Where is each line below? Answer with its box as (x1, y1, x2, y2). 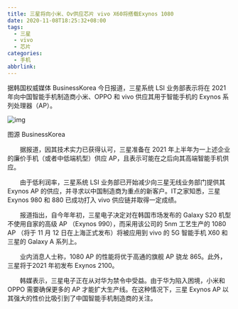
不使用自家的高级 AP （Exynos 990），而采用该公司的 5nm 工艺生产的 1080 (7, 219, 227, 227)
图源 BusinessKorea (7, 130, 65, 138)
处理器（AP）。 (13, 101, 57, 110)
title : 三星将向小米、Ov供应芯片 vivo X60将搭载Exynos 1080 (7, 10, 174, 18)
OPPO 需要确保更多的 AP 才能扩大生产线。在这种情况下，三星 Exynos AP (7, 285, 222, 293)
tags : (7, 23, 23, 30)
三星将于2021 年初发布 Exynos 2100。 (7, 261, 119, 269)
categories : (7, 50, 43, 57)
